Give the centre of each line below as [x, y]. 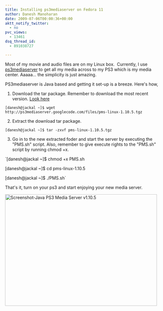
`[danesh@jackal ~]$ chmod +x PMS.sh [45, 159]
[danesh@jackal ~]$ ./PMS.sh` [36, 178]
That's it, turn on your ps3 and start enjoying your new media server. [74, 187]
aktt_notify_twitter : [27, 23]
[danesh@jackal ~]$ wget [30, 108]
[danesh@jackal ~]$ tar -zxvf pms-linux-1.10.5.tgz [58, 130]
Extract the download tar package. [47, 121]
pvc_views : [16, 32]
